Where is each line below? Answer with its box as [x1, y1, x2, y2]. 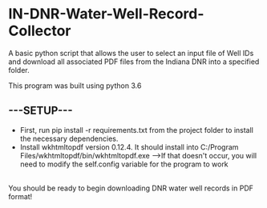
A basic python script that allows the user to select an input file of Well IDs [8, 48, 254, 58]
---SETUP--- [8, 104, 73, 118]
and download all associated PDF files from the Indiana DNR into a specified [8, 57, 260, 66]
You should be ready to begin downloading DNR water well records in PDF [8, 183, 254, 193]
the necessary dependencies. [19, 134, 119, 143]
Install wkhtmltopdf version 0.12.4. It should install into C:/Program [19, 142, 239, 152]
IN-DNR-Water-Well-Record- [8, 5, 204, 23]
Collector [8, 22, 71, 40]
